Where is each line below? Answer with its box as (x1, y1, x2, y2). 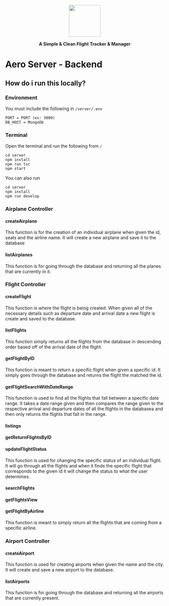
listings (5, 422, 21, 429)
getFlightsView (5, 496, 38, 503)
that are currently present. (5, 595, 60, 601)
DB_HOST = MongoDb (5, 120, 44, 125)
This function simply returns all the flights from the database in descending (5, 338, 161, 344)
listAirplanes (5, 252, 33, 258)
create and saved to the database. (5, 315, 77, 322)
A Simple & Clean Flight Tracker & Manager (38, 41, 131, 47)
